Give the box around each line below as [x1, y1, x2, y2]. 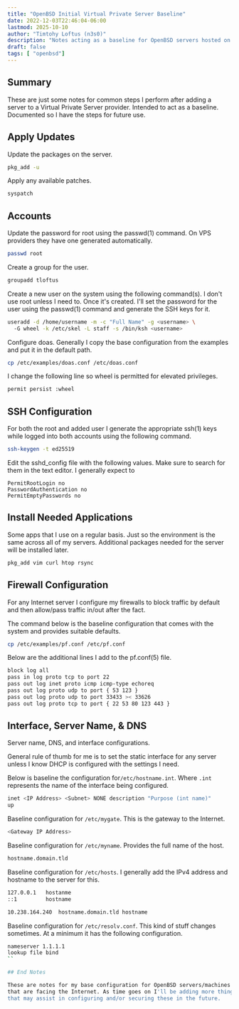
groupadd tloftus [7, 277, 59, 284]
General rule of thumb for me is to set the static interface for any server [7, 752, 217, 761]
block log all [7, 667, 50, 674]
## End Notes [7, 968, 46, 976]
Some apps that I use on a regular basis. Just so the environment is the [7, 530, 216, 539]
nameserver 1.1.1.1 [7, 943, 65, 950]
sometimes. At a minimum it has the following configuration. [7, 929, 183, 937]
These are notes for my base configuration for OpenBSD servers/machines [7, 982, 231, 989]
